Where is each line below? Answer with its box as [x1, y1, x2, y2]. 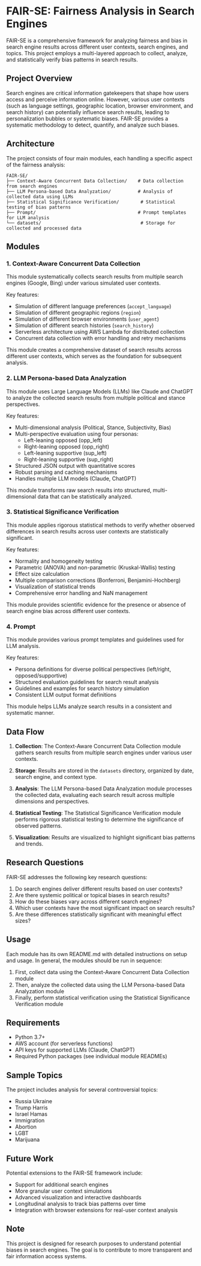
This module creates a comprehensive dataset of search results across [6, 347, 182, 354]
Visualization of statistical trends [14, 583, 96, 590]
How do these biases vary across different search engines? [14, 898, 162, 905]
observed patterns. [14, 822, 63, 829]
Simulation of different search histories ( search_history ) [14, 322, 154, 329]
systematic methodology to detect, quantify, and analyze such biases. [6, 121, 179, 129]
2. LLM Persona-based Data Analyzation [6, 374, 127, 383]
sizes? [14, 917, 31, 924]
